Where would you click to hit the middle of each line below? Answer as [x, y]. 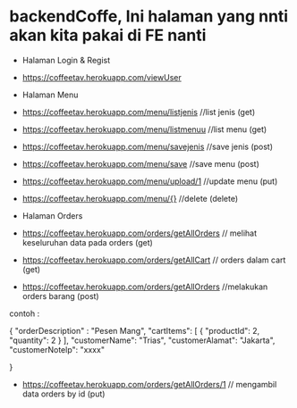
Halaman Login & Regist [66, 60]
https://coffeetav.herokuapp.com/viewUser [102, 77]
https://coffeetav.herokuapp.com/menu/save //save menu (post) [140, 163]
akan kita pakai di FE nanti [108, 35]
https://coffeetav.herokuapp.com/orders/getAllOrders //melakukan [145, 287]
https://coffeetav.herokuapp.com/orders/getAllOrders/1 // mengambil [149, 384]
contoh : [25, 313]
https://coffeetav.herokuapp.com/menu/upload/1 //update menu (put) [150, 181]
